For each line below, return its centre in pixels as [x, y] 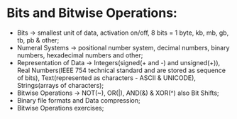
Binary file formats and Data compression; [78, 100]
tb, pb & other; [38, 40]
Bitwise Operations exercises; [60, 108]
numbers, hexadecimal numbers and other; [80, 55]
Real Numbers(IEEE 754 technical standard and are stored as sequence [121, 70]
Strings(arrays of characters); [60, 85]
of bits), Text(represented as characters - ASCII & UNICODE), [106, 78]
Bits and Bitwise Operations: [92, 13]
